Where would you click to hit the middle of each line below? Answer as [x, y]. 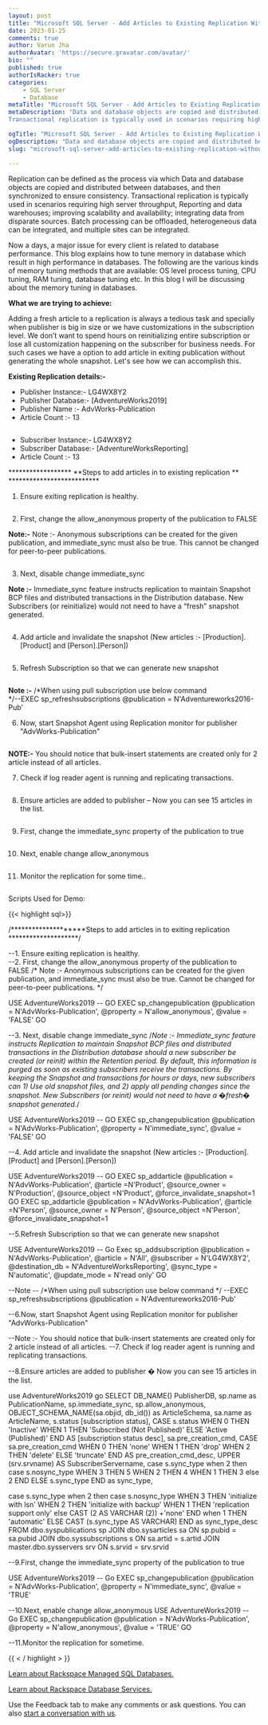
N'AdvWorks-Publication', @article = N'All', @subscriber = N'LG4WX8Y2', [129, 1258]
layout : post [30, 16]
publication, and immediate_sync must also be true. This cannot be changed [134, 542]
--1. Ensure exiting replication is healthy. [74, 953]
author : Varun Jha [39, 46]
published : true [35, 68]
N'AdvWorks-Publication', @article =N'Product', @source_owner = [118, 1184]
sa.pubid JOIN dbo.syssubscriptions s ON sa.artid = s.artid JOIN [114, 1538]
